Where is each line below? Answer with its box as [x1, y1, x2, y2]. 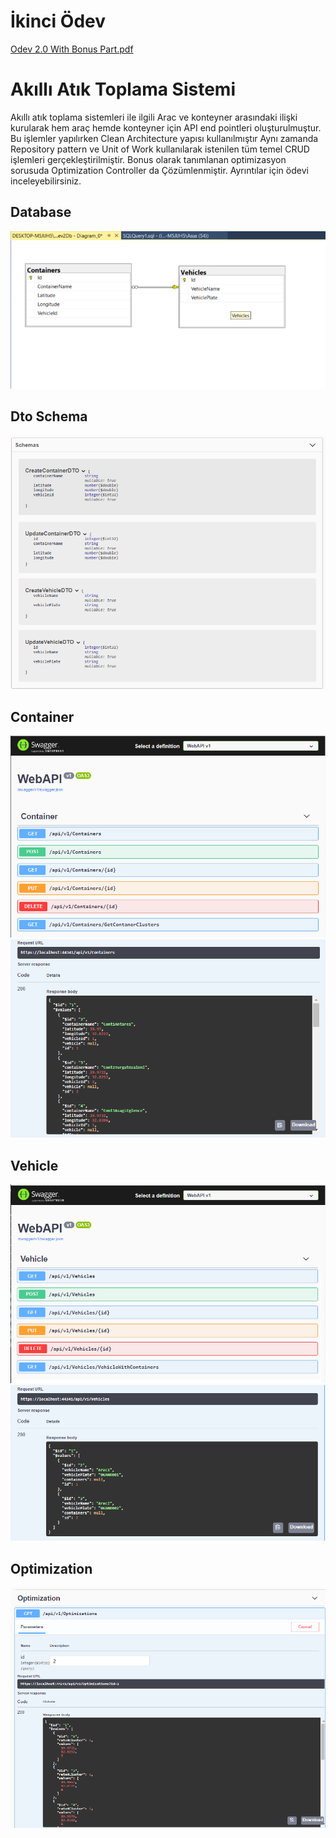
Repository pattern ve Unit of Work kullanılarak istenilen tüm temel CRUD [10, 143, 310, 155]
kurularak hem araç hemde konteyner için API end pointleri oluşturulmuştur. [10, 121, 322, 134]
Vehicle [10, 1157, 59, 1174]
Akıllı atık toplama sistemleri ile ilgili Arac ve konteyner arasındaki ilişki [10, 111, 298, 123]
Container [10, 709, 75, 725]
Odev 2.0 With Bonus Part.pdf [10, 43, 134, 55]
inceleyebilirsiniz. [10, 175, 82, 187]
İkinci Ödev [10, 10, 107, 33]
